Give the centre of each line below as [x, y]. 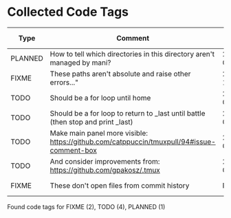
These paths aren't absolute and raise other [120, 74]
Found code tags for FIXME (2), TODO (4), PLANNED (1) [86, 206]
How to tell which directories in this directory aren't [132, 54]
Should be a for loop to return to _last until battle [128, 113]
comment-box [74, 150]
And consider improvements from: [105, 161]
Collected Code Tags [68, 12]
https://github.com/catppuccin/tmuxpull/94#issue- [133, 142]
